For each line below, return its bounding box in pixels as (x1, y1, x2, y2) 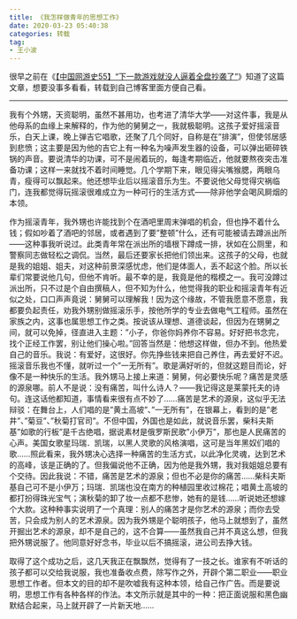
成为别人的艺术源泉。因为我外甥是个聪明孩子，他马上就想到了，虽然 (39, 515, 288, 526)
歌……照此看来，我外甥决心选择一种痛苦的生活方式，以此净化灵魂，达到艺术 (9, 448, 286, 460)
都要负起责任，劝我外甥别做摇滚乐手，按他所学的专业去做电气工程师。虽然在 (9, 305, 288, 316)
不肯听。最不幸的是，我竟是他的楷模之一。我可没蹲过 (94, 271, 288, 283)
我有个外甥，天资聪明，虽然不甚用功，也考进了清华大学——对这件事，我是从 (9, 110, 288, 120)
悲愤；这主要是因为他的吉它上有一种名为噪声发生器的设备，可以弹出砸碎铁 (16, 142, 288, 153)
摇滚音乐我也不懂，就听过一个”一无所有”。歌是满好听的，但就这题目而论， (9, 360, 280, 371)
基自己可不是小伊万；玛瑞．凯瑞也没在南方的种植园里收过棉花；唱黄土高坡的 (9, 482, 288, 493)
